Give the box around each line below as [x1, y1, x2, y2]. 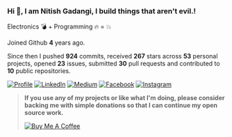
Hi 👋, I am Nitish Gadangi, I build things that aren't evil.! [7, 6, 197, 16]
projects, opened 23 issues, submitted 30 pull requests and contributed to [7, 59, 220, 68]
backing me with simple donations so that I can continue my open [24, 101, 217, 110]
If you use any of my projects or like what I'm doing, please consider [24, 94, 225, 102]
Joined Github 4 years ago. [7, 38, 85, 47]
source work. [24, 108, 64, 117]
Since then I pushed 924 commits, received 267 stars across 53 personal [7, 52, 218, 61]
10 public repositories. [7, 67, 71, 75]
